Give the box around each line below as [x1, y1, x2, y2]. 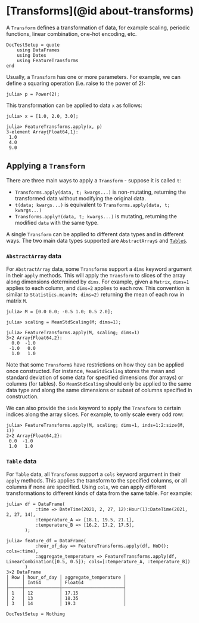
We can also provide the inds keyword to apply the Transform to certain [6, 405, 181, 412]
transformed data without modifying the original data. [14, 194, 146, 201]
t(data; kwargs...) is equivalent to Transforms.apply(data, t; [14, 201, 170, 208]
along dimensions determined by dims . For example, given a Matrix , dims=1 [6, 278, 189, 285]
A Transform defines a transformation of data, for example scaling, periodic [6, 24, 190, 31]
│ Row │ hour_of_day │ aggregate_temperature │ [6, 575, 127, 581]
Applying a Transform [6, 161, 85, 171]
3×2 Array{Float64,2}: [6, 335, 63, 341]
